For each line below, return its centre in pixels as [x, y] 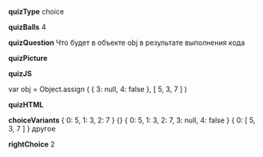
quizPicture [28, 58]
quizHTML [26, 105]
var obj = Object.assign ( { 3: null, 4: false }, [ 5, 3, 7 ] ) [98, 89]
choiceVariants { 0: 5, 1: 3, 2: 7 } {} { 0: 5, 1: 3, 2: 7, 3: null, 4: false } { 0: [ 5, [132, 120]
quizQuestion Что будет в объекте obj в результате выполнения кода [127, 42]
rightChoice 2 [32, 144]
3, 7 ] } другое [32, 129]
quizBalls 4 [27, 27]
